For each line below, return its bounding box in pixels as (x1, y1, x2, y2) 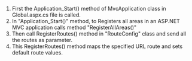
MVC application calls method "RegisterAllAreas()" (11, 24, 137, 31)
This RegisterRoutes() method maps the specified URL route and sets (11, 43, 183, 50)
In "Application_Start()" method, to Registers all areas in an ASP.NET (11, 18, 181, 24)
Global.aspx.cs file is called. (11, 11, 81, 18)
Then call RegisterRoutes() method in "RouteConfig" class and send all (11, 30, 187, 37)
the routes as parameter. (11, 37, 73, 43)
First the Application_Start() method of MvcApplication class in (11, 5, 166, 12)
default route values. (11, 49, 63, 56)
